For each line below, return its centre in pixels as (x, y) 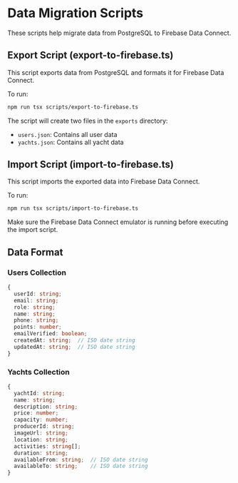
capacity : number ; (41, 420)
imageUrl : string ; (41, 433)
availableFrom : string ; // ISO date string (81, 459)
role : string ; (35, 307)
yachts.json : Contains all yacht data (71, 142)
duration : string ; (41, 453)
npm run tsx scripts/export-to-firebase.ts (73, 107)
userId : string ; (38, 294)
